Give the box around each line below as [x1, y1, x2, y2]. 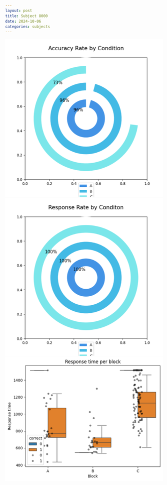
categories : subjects [5, 24, 50, 29]
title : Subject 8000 [5, 13, 48, 19]
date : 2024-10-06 [5, 19, 41, 24]
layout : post [5, 8, 32, 13]
